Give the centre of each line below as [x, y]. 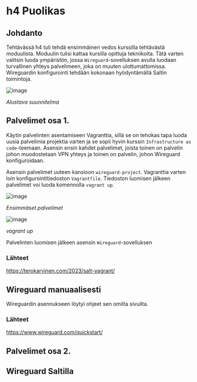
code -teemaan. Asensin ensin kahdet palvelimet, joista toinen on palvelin [94, 148]
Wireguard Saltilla [40, 371]
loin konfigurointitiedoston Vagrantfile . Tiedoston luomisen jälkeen [88, 178]
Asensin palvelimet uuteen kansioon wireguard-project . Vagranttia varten [96, 172]
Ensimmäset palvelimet [35, 207]
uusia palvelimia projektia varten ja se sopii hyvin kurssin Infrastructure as [99, 141]
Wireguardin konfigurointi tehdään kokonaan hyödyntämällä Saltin [87, 72]
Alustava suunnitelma [33, 102]
